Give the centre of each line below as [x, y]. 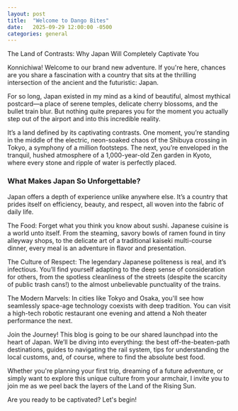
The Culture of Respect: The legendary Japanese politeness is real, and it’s [117, 261]
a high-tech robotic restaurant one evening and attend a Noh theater [107, 313]
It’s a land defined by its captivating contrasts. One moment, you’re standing [119, 133]
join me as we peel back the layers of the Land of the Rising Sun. [102, 385]
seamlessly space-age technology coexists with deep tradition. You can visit [119, 305]
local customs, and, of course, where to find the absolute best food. [106, 357]
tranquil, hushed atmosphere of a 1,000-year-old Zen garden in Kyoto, [109, 155]
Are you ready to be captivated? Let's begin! [72, 399]
